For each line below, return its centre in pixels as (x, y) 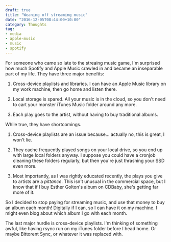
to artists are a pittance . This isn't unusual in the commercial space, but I (89, 181)
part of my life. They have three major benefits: (55, 74)
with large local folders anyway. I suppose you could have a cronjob (84, 155)
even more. (25, 166)
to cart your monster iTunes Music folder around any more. (75, 104)
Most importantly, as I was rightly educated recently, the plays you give (88, 176)
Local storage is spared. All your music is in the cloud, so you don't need (89, 99)
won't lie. (22, 139)
